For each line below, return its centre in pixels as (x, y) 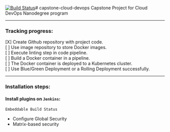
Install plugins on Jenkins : (33, 99)
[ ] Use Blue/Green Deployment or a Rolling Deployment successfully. (78, 69)
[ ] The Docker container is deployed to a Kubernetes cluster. (69, 64)
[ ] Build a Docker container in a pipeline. (48, 58)
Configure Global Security (40, 119)
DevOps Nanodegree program (37, 13)
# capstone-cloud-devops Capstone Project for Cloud (91, 8)
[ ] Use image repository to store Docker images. (56, 48)
